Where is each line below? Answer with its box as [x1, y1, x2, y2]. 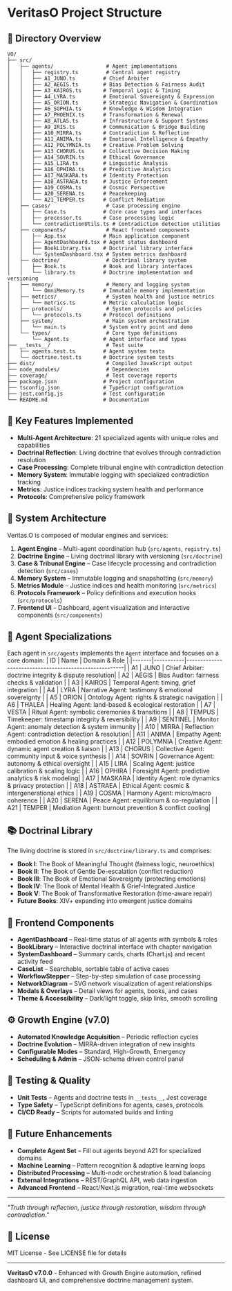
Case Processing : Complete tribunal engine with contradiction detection [17, 463, 224, 471]
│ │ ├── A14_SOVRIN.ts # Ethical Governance [7, 154, 166, 161]
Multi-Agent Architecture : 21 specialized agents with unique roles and [17, 433, 219, 441]
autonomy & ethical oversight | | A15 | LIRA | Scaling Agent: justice [7, 759, 195, 768]
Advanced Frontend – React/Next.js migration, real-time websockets [17, 1183, 214, 1191]
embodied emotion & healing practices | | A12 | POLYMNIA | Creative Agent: [7, 737, 223, 746]
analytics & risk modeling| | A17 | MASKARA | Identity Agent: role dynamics [7, 774, 220, 782]
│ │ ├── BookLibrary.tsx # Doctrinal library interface [7, 245, 193, 252]
